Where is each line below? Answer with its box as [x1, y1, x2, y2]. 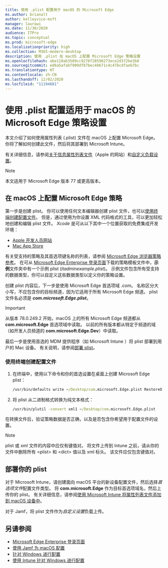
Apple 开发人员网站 [12, 238, 52, 244]
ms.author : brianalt [5, 12, 48, 17]
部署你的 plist [5, 465, 47, 473]
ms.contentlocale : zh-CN [5, 72, 57, 77]
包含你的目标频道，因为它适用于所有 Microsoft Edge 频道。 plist [26, 289, 158, 295]
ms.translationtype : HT [5, 68, 55, 73]
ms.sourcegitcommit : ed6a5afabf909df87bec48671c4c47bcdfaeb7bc [5, 63, 140, 68]
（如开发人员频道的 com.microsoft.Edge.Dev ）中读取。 [5, 328, 121, 334]
